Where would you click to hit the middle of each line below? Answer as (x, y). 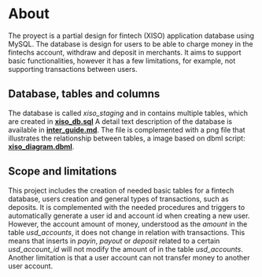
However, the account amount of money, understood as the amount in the (128, 224)
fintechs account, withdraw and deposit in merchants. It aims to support (125, 52)
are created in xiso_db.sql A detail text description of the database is (120, 121)
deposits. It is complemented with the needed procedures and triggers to (127, 207)
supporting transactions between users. (73, 69)
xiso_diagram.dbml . (41, 146)
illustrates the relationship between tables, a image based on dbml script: (127, 138)
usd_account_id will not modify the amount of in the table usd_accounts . (126, 249)
